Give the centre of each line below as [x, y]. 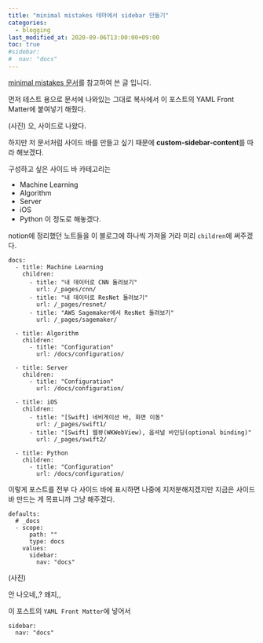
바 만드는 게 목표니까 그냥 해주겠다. [62, 499]
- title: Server [42, 367]
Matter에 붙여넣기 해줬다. [47, 109]
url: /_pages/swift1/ [72, 424]
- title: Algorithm [47, 333]
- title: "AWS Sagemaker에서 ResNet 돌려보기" [101, 312]
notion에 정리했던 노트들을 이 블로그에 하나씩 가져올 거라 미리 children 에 [121, 236]
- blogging [33, 30]
